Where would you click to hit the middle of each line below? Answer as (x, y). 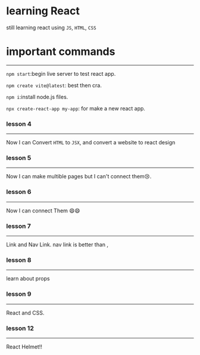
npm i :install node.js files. (37, 97)
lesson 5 (19, 158)
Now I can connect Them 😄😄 (43, 211)
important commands (61, 52)
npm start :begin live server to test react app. (61, 73)
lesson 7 (19, 226)
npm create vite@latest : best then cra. (54, 85)
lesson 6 (19, 192)
